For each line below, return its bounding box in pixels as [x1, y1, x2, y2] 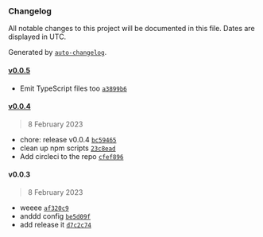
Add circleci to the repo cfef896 [19, 151, 124, 161]
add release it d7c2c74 [19, 220, 92, 229]
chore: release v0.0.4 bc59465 [19, 134, 117, 144]
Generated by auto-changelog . [8, 48, 107, 57]
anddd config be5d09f [19, 211, 91, 220]
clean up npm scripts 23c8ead [19, 143, 117, 153]
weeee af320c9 [19, 203, 69, 212]
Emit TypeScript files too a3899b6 [19, 84, 127, 93]
